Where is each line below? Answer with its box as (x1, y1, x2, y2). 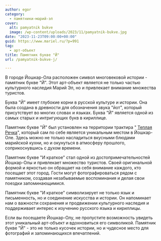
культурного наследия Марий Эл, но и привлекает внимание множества (5, 85, 156, 91)
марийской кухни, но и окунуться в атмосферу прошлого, (5, 140, 126, 146)
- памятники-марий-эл (9, 16, 53, 21)
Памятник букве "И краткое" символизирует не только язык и (5, 190, 135, 196)
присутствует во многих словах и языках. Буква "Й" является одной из (5, 110, 154, 116)
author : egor (5, 7, 32, 12)
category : (5, 12, 25, 17)
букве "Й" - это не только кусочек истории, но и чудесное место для (5, 225, 149, 231)
